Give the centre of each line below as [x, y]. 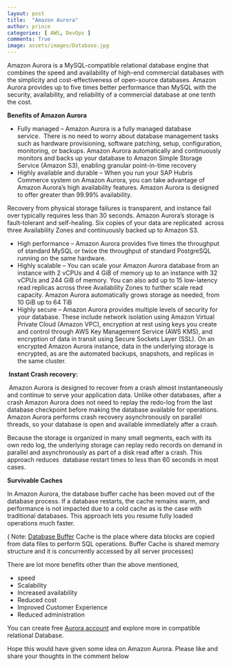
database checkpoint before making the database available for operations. [113, 409]
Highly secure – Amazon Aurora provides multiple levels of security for [118, 309]
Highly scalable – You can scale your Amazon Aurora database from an [118, 265]
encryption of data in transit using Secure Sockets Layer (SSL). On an [116, 339]
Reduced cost [37, 600]
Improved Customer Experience [62, 607]
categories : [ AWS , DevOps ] [49, 33]
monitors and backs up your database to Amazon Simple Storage [110, 158]
